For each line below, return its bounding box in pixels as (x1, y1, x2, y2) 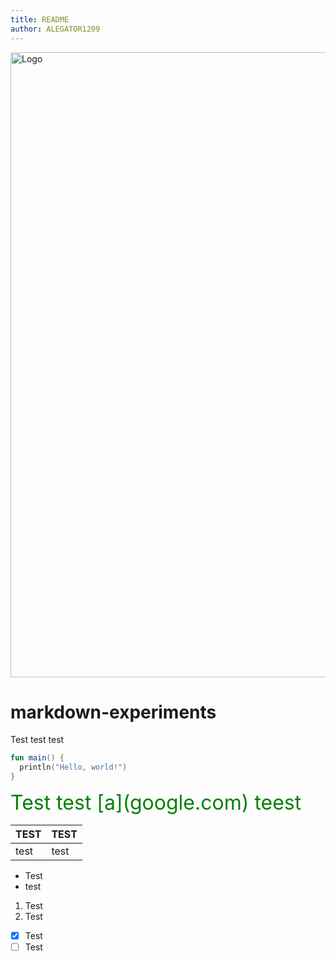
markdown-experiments (10, 701, 217, 723)
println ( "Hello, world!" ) (19, 762, 128, 773)
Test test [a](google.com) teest (10, 790, 302, 816)
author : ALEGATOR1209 (10, 24, 101, 34)
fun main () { (10, 753, 65, 763)
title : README (10, 14, 70, 25)
